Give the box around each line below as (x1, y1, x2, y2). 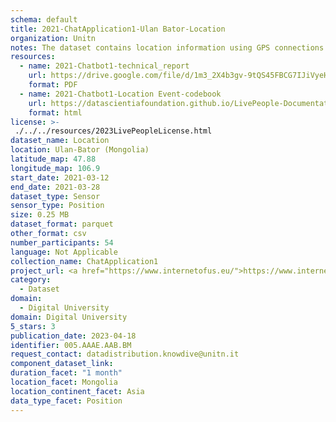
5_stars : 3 (10, 321, 56, 331)
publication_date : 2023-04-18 (10, 331, 137, 341)
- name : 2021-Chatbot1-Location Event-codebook (19, 89, 222, 99)
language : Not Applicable (10, 247, 118, 257)
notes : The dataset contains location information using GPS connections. (10, 42, 329, 53)
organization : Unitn (10, 33, 97, 43)
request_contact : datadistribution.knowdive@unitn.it (10, 349, 240, 360)
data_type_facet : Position (10, 396, 123, 406)
